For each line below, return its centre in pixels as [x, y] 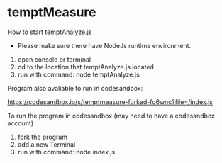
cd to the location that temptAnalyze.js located [86, 67]
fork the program [43, 137]
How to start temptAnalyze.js [50, 32]
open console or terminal [54, 59]
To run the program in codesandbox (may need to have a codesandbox [111, 116]
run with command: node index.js [66, 152]
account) [21, 123]
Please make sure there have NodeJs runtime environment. [104, 45]
